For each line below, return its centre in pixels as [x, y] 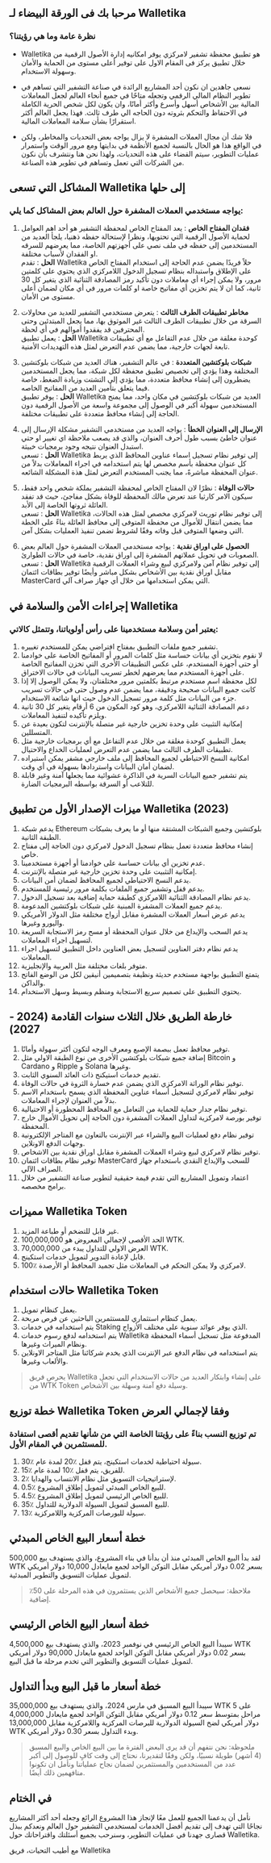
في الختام [31, 1798]
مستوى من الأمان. [48, 297]
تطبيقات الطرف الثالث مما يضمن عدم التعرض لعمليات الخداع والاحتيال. [127, 750]
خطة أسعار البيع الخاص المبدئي [77, 1538]
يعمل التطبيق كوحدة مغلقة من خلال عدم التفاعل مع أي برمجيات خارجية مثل [133, 741]
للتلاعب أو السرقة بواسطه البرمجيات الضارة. [88, 784]
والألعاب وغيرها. [44, 1361]
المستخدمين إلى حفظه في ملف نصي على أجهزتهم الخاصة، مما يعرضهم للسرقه [139, 245]
